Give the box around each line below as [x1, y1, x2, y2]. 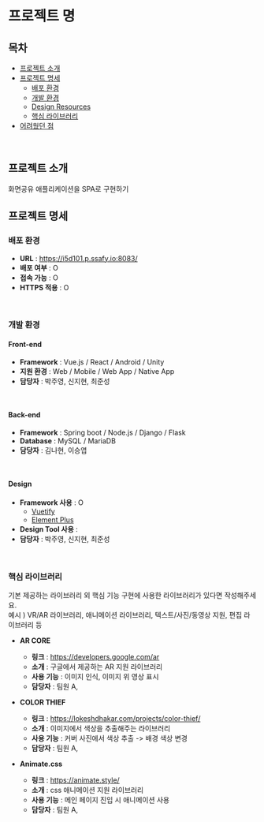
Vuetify [31, 506, 55, 517]
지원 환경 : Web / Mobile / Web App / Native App [19, 366, 175, 376]
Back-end [8, 410, 41, 420]
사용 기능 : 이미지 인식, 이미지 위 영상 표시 [31, 672, 159, 682]
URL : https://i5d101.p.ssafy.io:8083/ [19, 253, 138, 263]
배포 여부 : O [19, 263, 59, 272]
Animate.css [19, 759, 63, 769]
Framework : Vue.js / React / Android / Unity [19, 357, 165, 367]
